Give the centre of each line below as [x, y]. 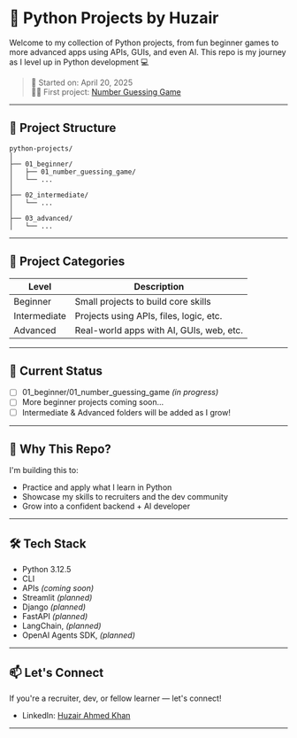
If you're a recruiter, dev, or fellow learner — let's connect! [115, 698]
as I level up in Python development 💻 [79, 62]
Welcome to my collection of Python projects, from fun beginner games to [144, 43]
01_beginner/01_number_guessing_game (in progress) [120, 392]
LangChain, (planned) [61, 626]
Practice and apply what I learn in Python [97, 487]
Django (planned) [54, 607]
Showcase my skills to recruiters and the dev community [125, 497]
